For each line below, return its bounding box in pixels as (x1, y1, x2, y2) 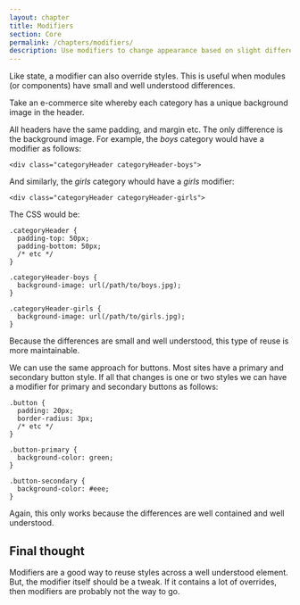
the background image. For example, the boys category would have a (9, 134, 265, 145)
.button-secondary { (9, 477, 87, 486)
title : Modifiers (9, 21, 74, 30)
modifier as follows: (9, 144, 82, 154)
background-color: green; (17, 453, 114, 462)
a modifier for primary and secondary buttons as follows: (9, 381, 219, 393)
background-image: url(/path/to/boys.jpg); (17, 281, 181, 290)
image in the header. (9, 107, 85, 118)
